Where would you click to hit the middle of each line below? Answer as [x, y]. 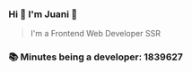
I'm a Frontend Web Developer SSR [95, 34]
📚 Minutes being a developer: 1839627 [96, 57]
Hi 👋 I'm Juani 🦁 [43, 14]
